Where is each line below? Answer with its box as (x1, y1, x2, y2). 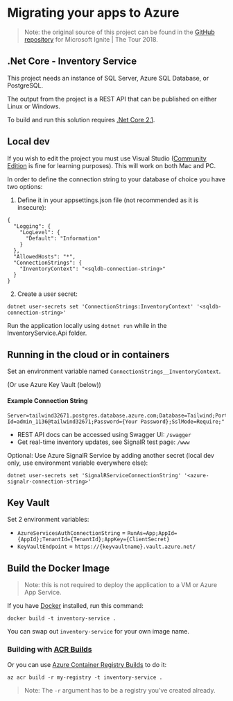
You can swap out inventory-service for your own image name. (7, 627, 189, 636)
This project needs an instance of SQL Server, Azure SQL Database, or (7, 74, 209, 82)
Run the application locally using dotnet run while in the (7, 321, 167, 329)
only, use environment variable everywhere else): (7, 459, 148, 467)
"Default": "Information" (25, 235, 101, 242)
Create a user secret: (17, 290, 78, 298)
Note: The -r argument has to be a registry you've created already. (24, 686, 216, 694)
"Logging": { (13, 222, 51, 230)
